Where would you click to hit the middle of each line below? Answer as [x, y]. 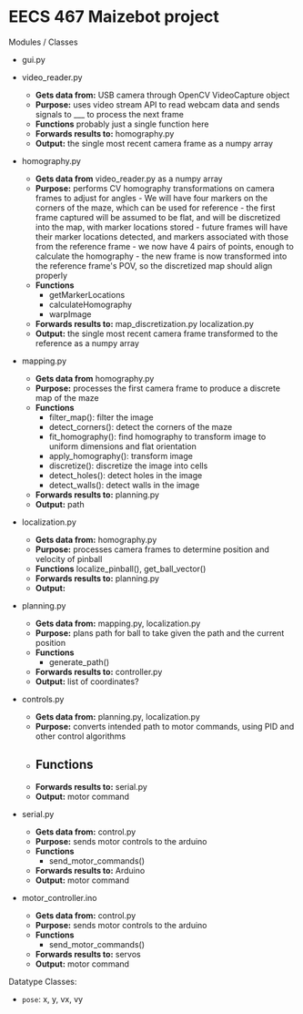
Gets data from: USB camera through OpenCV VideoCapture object [162, 95]
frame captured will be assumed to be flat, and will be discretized [158, 217]
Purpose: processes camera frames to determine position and [152, 549]
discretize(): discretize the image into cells [128, 466]
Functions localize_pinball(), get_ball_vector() [121, 568]
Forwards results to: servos [88, 954]
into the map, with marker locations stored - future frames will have [162, 227]
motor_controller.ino [59, 897]
